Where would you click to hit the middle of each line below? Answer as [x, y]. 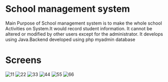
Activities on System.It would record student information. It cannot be [79, 28]
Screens [23, 60]
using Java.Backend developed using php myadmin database [70, 39]
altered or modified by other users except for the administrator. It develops [84, 34]
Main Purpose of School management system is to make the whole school [84, 23]
